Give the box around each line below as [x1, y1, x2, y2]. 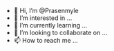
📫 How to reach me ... [13, 37, 78, 44]
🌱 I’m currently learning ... [13, 21, 88, 29]
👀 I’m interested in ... [13, 14, 73, 22]
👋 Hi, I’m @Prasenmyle [13, 7, 79, 14]
